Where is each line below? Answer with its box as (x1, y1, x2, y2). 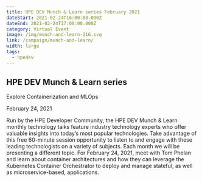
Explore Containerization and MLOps (6, 93, 99, 101)
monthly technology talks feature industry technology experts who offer (6, 123, 187, 131)
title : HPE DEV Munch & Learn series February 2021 (6, 9, 140, 15)
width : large (6, 43, 40, 49)
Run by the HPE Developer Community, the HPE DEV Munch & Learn (6, 117, 178, 124)
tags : (6, 49, 20, 55)
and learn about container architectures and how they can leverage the (6, 156, 184, 163)
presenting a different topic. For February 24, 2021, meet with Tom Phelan (6, 149, 192, 156)
